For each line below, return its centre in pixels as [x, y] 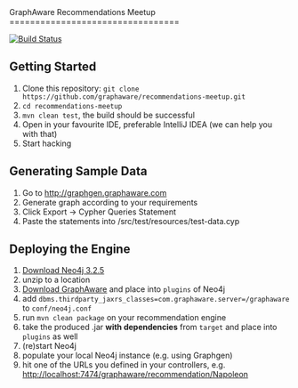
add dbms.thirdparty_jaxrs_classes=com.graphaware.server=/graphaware [156, 299]
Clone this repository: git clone [81, 88]
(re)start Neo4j [49, 346]
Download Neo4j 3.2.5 [63, 271]
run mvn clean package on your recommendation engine [124, 318]
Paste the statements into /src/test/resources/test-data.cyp [131, 221]
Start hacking [47, 143]
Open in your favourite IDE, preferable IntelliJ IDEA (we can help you [147, 124]
